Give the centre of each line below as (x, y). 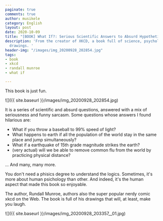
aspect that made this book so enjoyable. (46, 184)
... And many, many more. (31, 164)
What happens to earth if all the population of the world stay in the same (84, 135)
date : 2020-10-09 (23, 32)
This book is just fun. (26, 91)
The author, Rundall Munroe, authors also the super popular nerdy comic (78, 194)
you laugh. (16, 204)
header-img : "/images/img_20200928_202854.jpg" (54, 50)
